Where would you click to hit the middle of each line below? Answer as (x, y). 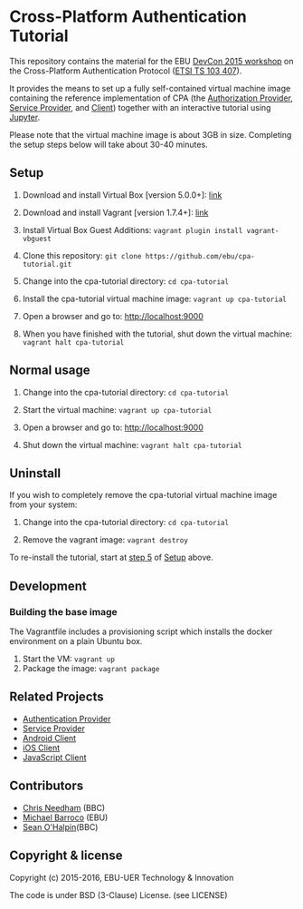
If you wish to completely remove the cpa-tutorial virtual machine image (143, 495)
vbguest (37, 239)
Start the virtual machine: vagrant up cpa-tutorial (117, 409)
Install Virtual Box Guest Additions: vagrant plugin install (133, 230)
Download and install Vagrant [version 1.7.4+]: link (115, 212)
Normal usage (50, 371)
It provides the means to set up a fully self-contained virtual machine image (150, 88)
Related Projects (57, 697)
